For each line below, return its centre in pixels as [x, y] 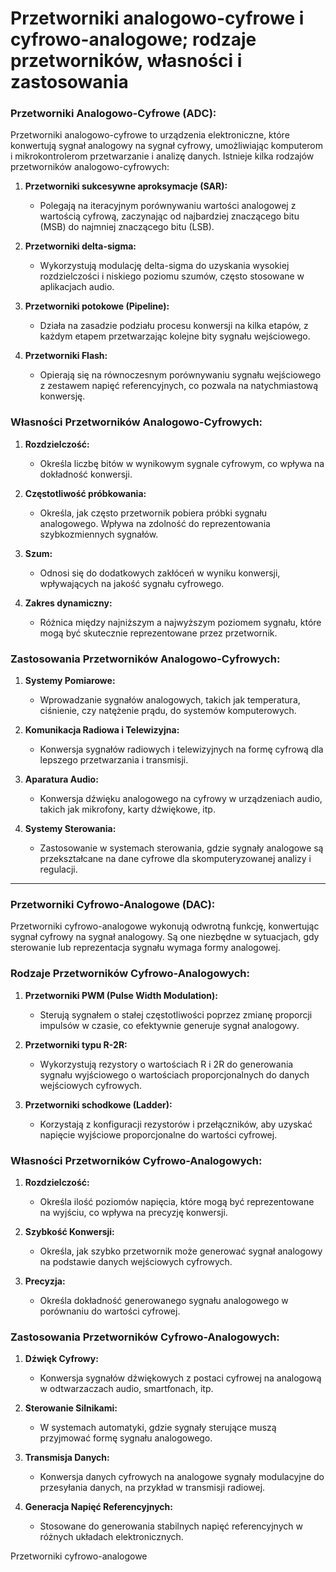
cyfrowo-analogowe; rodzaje [133, 39]
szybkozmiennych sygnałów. [99, 534]
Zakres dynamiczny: [68, 603]
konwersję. [62, 396]
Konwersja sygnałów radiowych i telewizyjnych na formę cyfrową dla [181, 749]
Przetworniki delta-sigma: [80, 246]
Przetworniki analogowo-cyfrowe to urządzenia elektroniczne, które [150, 135]
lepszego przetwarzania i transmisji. [114, 760]
